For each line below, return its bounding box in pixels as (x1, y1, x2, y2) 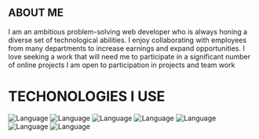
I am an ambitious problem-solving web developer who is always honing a (8, 27, 248, 36)
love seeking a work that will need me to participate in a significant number (8, 52, 251, 61)
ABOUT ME (8, 6, 64, 20)
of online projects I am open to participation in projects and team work (8, 60, 235, 69)
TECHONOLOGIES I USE (8, 87, 166, 105)
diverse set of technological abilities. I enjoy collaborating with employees (8, 35, 247, 45)
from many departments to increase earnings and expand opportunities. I (8, 43, 245, 53)
